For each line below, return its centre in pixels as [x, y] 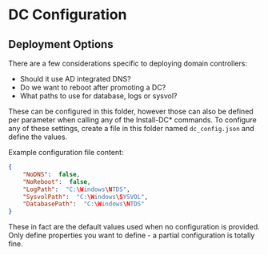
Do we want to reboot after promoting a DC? [93, 87]
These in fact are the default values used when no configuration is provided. [134, 227]
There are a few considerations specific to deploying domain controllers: [128, 63]
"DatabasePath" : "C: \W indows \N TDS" [84, 204]
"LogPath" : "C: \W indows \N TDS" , [76, 189]
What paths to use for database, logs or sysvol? [98, 96]
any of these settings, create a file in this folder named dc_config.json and [131, 128]
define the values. [38, 137]
